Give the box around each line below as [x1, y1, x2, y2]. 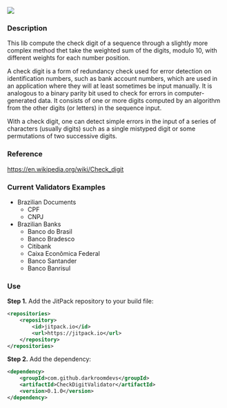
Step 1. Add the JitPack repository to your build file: [7, 297, 154, 306]
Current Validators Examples [7, 182, 106, 192]
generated [7, 97, 37, 105]
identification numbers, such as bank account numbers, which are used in [7, 75, 218, 83]
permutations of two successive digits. [7, 132, 117, 140]
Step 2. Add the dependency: [7, 355, 92, 363]
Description [7, 23, 48, 33]
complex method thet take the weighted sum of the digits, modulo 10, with [7, 46, 217, 55]
